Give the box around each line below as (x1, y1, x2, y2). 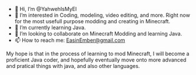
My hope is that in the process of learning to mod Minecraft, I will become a (6, 50, 190, 57)
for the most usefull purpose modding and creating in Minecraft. (14, 18, 171, 24)
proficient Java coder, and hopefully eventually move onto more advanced (6, 56, 187, 63)
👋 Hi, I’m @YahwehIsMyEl (14, 6, 77, 12)
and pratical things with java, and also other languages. (6, 63, 140, 69)
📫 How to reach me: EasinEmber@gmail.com (14, 37, 125, 44)
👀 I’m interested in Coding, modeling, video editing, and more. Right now (14, 12, 190, 19)
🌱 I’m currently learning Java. (14, 24, 87, 31)
